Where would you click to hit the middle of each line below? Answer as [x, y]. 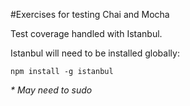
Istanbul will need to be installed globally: [95, 53]
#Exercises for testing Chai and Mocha [90, 14]
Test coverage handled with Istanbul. [86, 33]
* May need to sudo [51, 90]
